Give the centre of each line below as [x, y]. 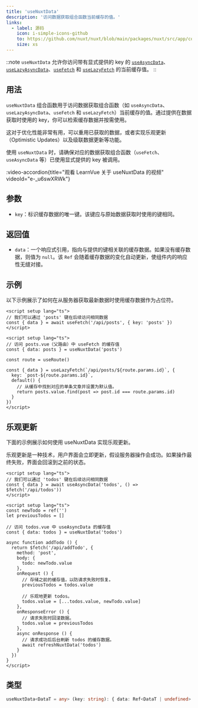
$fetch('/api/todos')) [34, 490]
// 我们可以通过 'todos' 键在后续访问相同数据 [57, 479]
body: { [26, 558]
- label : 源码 [28, 28]
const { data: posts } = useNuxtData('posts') [64, 350]
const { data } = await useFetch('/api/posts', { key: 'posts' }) [89, 323]
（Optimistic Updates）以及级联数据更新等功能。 [65, 140]
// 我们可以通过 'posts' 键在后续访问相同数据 [57, 318]
